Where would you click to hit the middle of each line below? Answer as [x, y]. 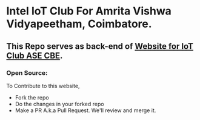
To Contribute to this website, [43, 86]
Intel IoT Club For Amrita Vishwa [89, 11]
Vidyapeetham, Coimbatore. [79, 24]
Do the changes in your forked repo [59, 104]
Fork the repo [32, 97]
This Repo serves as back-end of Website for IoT [100, 46]
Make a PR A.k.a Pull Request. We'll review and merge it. [85, 110]
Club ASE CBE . [35, 55]
